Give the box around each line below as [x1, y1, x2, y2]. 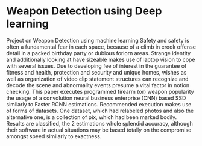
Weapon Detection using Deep [6, 4, 162, 18]
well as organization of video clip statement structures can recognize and [6, 75, 189, 82]
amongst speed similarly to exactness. [6, 132, 102, 139]
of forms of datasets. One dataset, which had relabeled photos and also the [6, 107, 194, 114]
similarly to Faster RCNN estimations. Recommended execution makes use [6, 100, 192, 108]
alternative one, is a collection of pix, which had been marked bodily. [6, 113, 177, 121]
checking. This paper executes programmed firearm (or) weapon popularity [6, 88, 194, 95]
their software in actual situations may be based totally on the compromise [6, 126, 192, 133]
